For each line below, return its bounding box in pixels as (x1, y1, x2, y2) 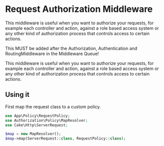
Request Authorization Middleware (5, 3, 153, 15)
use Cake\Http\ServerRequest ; (5, 123, 68, 128)
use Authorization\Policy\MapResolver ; (5, 118, 88, 123)
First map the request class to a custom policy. (5, 103, 101, 110)
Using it (5, 90, 30, 99)
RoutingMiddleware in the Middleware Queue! (5, 51, 99, 57)
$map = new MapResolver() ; (5, 132, 61, 137)
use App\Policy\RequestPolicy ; (5, 113, 70, 118)
